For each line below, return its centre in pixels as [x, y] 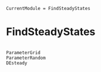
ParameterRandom [26, 58]
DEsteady [17, 63]
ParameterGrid [23, 53]
